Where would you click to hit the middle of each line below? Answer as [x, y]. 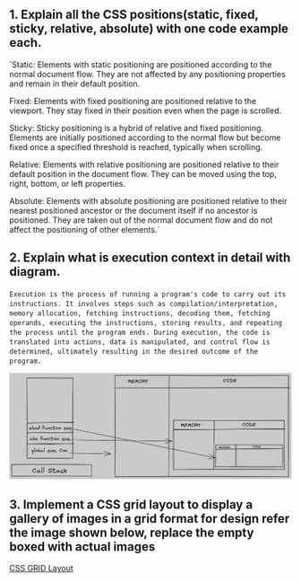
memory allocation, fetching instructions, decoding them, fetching [140, 313]
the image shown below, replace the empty [132, 532]
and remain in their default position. [75, 84]
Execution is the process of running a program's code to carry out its [148, 294]
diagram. [35, 272]
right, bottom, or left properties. [67, 183]
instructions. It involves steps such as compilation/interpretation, [144, 304]
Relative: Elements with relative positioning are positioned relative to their [144, 164]
